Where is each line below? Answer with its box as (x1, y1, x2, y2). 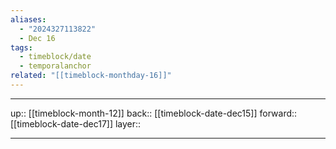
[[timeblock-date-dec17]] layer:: (10, 117, 142, 130)
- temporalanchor (19, 61, 92, 71)
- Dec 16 (19, 33, 56, 43)
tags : (10, 42, 33, 53)
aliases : (10, 14, 47, 25)
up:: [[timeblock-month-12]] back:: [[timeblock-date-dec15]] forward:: (10, 107, 298, 119)
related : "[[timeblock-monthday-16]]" (10, 71, 172, 81)
